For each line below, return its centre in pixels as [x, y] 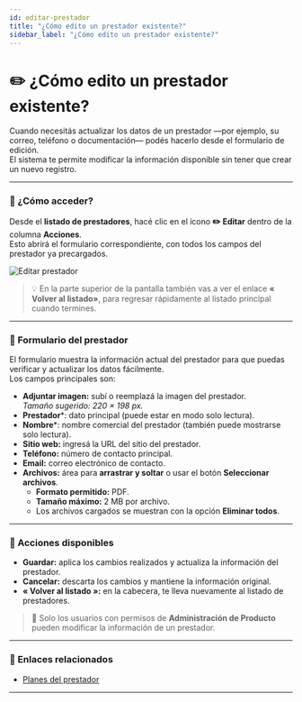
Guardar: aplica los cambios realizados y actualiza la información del [150, 562]
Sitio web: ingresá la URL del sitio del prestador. [111, 443]
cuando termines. [64, 308]
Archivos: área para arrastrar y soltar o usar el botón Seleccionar [146, 472]
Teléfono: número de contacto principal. [98, 453]
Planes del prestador [61, 679]
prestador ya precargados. [59, 253]
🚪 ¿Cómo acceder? [52, 201]
